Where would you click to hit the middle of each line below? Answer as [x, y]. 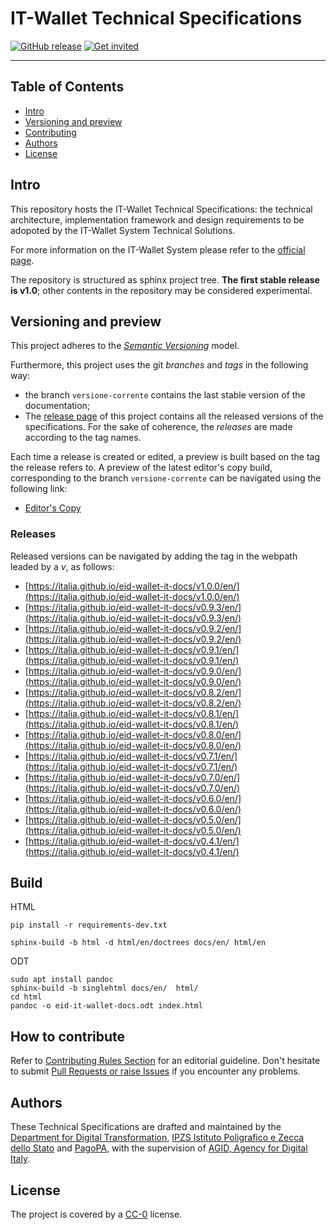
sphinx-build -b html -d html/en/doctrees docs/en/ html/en [138, 943]
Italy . [20, 1159]
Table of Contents [67, 87]
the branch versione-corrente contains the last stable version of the [165, 395]
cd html [26, 997]
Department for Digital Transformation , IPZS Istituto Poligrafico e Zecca [157, 1138]
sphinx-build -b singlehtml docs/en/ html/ [104, 988]
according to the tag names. [83, 438]
